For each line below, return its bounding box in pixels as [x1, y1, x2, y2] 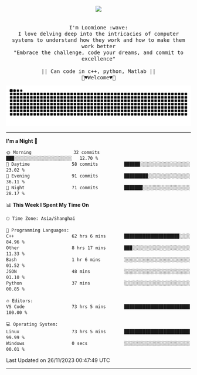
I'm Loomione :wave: [69, 24, 128, 31]
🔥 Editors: [6, 297, 33, 304]
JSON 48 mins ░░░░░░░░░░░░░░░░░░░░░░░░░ [6, 268, 191, 274]
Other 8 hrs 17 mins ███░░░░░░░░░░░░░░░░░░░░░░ [6, 245, 191, 251]
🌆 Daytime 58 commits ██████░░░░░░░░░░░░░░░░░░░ [6, 161, 191, 167]
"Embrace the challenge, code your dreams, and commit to [13, 49, 184, 56]
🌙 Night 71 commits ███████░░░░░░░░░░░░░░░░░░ [6, 185, 191, 190]
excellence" [81, 56, 116, 62]
